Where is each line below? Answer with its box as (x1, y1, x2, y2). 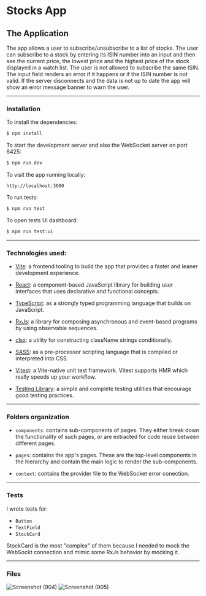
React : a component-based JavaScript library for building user (15, 281, 174, 288)
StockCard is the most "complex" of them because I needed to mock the (6, 541, 190, 549)
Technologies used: (6, 249, 67, 257)
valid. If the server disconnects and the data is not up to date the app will (6, 77, 191, 84)
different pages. (15, 439, 56, 447)
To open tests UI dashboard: (6, 216, 78, 224)
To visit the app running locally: (6, 171, 86, 179)
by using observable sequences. (15, 325, 98, 332)
